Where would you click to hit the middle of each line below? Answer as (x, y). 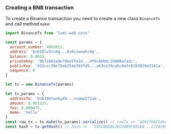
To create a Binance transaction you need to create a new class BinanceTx (83, 19)
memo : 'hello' (25, 113)
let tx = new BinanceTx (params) (39, 84)
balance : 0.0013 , (28, 56)
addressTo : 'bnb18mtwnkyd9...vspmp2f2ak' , (55, 98)
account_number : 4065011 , (37, 47)
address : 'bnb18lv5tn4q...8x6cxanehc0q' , (54, 52)
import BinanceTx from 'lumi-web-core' (48, 33)
